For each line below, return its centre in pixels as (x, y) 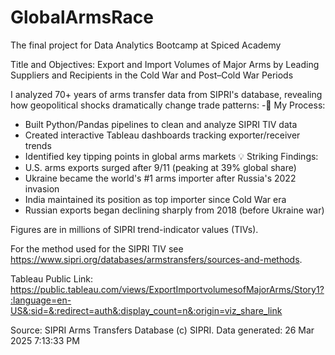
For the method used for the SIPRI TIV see (97, 248)
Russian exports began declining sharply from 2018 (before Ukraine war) (174, 210)
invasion (42, 188)
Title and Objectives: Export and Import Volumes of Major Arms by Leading (165, 64)
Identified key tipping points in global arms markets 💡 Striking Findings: (171, 156)
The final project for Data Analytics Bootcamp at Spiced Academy (146, 45)
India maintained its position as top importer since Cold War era (155, 199)
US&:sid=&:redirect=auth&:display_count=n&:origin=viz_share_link (146, 310)
